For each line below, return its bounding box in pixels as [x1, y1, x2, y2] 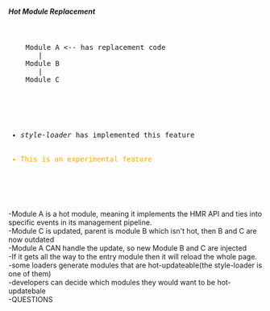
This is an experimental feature [19, 154, 153, 164]
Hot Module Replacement [8, 6, 96, 16]
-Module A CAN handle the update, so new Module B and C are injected [8, 243, 247, 253]
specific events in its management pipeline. [8, 218, 152, 227]
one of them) [8, 268, 52, 278]
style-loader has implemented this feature [19, 130, 195, 139]
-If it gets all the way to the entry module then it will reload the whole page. [8, 251, 258, 261]
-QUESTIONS [8, 294, 53, 304]
